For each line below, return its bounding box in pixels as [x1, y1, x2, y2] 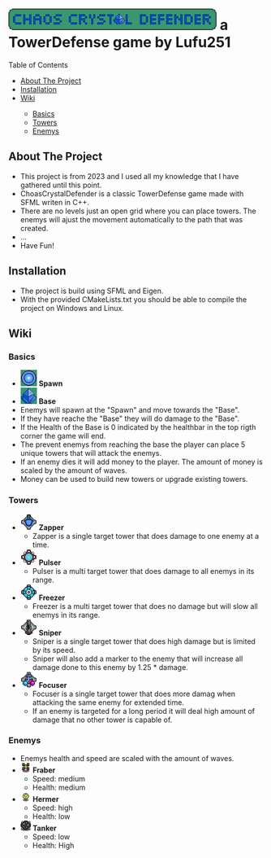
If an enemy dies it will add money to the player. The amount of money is [19, 457, 264, 467]
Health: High [32, 840, 75, 850]
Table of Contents [8, 59, 69, 69]
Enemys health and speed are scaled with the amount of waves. [19, 753, 234, 763]
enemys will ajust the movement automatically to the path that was [19, 214, 243, 224]
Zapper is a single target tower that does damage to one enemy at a [32, 531, 260, 541]
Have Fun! [19, 240, 54, 250]
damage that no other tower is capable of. [32, 715, 173, 724]
